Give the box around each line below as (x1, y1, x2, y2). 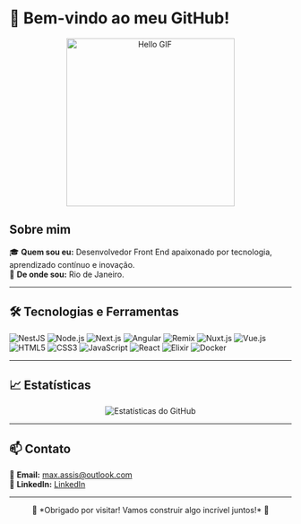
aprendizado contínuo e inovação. (9, 259, 135, 270)
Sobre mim (9, 222, 72, 237)
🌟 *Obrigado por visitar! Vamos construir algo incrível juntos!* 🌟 (31, 505, 270, 516)
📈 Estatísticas (9, 377, 91, 392)
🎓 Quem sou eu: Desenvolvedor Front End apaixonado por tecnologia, (9, 246, 273, 257)
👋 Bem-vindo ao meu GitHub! (9, 8, 230, 29)
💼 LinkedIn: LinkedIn (9, 479, 86, 490)
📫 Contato (9, 441, 72, 456)
